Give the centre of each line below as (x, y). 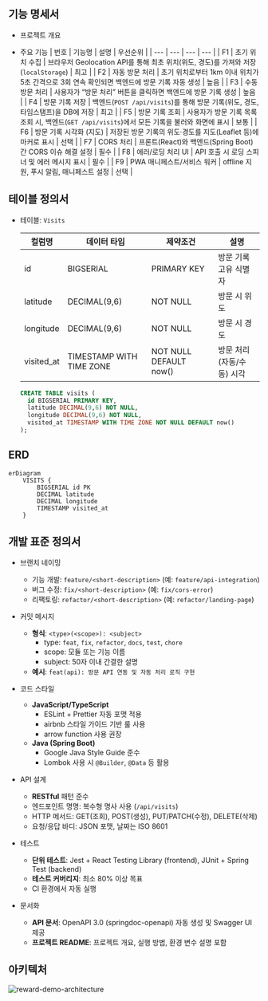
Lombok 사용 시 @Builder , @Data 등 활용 (106, 762)
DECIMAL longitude (67, 501)
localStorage (44, 73)
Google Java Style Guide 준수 (92, 752)
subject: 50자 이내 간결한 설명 (91, 661)
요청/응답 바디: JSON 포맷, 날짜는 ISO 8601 (100, 826)
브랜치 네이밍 (40, 562)
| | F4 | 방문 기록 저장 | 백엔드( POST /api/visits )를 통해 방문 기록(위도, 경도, (139, 101)
